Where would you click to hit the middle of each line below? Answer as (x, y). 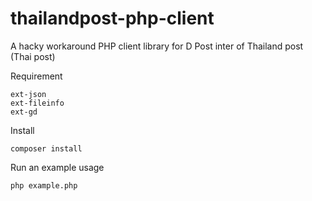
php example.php (44, 185)
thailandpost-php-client (112, 18)
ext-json (28, 94)
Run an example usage (57, 167)
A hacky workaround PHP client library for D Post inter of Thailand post (157, 46)
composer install (46, 148)
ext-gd (24, 112)
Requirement (36, 76)
